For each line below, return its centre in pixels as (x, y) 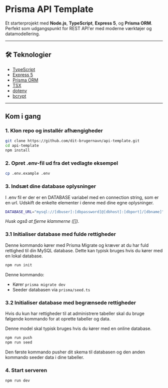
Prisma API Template (49, 9)
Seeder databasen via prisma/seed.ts (51, 289)
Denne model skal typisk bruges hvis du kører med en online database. (78, 328)
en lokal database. (24, 256)
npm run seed (19, 342)
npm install (17, 150)
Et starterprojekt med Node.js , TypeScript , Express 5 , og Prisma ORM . (79, 23)
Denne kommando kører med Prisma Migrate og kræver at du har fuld (77, 245)
